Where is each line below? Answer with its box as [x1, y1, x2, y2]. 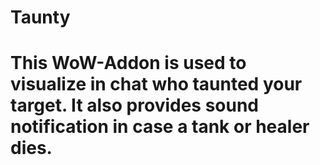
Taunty [10, 6, 71, 29]
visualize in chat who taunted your [10, 73, 303, 96]
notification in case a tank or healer [10, 116, 310, 138]
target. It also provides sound [10, 94, 260, 117]
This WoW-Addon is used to [10, 52, 247, 75]
